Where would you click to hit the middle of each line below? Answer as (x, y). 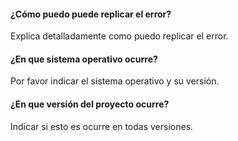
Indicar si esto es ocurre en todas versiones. (102, 126)
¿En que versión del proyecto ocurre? (90, 104)
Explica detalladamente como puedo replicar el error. (119, 36)
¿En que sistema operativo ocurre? (84, 59)
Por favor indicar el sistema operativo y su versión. (115, 81)
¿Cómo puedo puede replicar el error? (91, 14)
